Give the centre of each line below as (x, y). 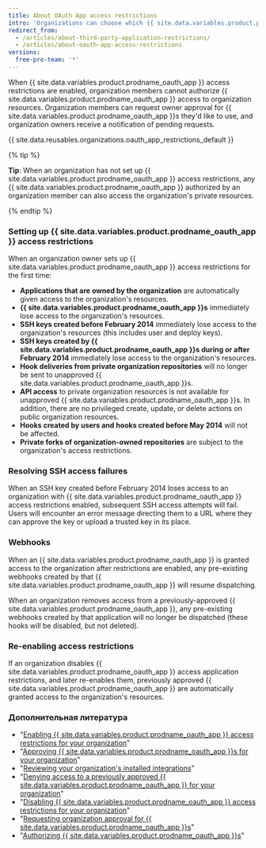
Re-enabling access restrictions (71, 646)
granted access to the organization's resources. (86, 697)
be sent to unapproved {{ (61, 375)
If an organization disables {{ (55, 664)
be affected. (40, 434)
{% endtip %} (30, 211)
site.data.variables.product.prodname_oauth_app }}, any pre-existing (121, 608)
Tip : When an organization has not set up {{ (80, 170)
